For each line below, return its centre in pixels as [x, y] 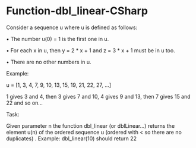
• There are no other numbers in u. [49, 62]
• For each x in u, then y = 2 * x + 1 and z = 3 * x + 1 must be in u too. [91, 50]
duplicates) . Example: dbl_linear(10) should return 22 [72, 138]
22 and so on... [25, 103]
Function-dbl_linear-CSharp [77, 11]
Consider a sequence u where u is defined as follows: [72, 27]
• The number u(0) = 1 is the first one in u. [58, 39]
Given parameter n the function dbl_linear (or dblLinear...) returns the [91, 125]
